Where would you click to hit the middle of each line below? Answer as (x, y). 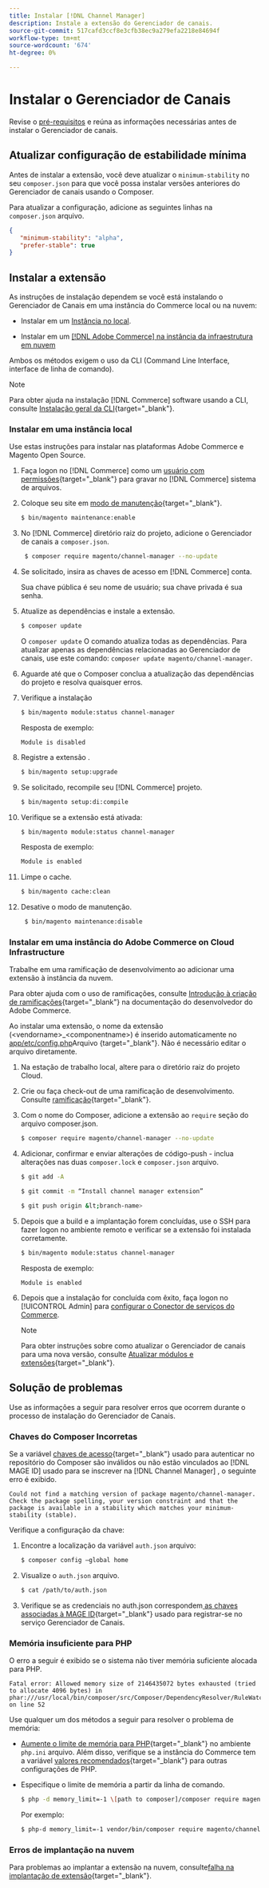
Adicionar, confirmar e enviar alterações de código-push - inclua (127, 1154)
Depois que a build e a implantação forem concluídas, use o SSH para (135, 1221)
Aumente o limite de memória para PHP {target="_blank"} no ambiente (135, 1743)
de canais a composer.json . (65, 542)
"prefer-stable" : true (57, 245)
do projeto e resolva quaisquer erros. (81, 682)
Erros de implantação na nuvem (72, 1850)
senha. (32, 596)
